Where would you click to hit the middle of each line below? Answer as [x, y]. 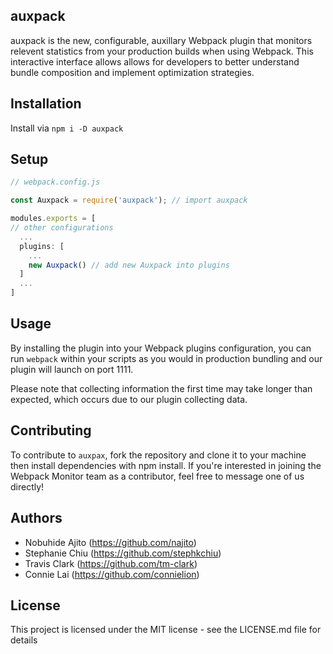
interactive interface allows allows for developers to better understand [155, 61]
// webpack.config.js [55, 182]
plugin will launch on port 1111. [72, 369]
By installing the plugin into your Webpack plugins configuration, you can [161, 348]
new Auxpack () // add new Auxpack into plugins [129, 265]
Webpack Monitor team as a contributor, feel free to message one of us [157, 476]
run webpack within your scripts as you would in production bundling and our [166, 358]
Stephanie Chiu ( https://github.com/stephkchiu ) [123, 553]
